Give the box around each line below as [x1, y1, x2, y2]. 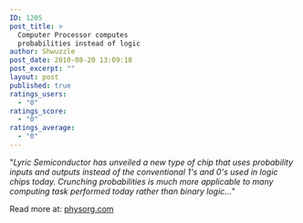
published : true [9, 81, 71, 90]
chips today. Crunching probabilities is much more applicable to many [9, 176, 274, 187]
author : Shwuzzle [9, 47, 76, 56]
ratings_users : [9, 89, 68, 98]
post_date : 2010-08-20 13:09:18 [9, 56, 132, 65]
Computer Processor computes [17, 30, 129, 39]
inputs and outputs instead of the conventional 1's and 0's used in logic [9, 166, 278, 177]
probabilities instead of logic [17, 38, 141, 48]
